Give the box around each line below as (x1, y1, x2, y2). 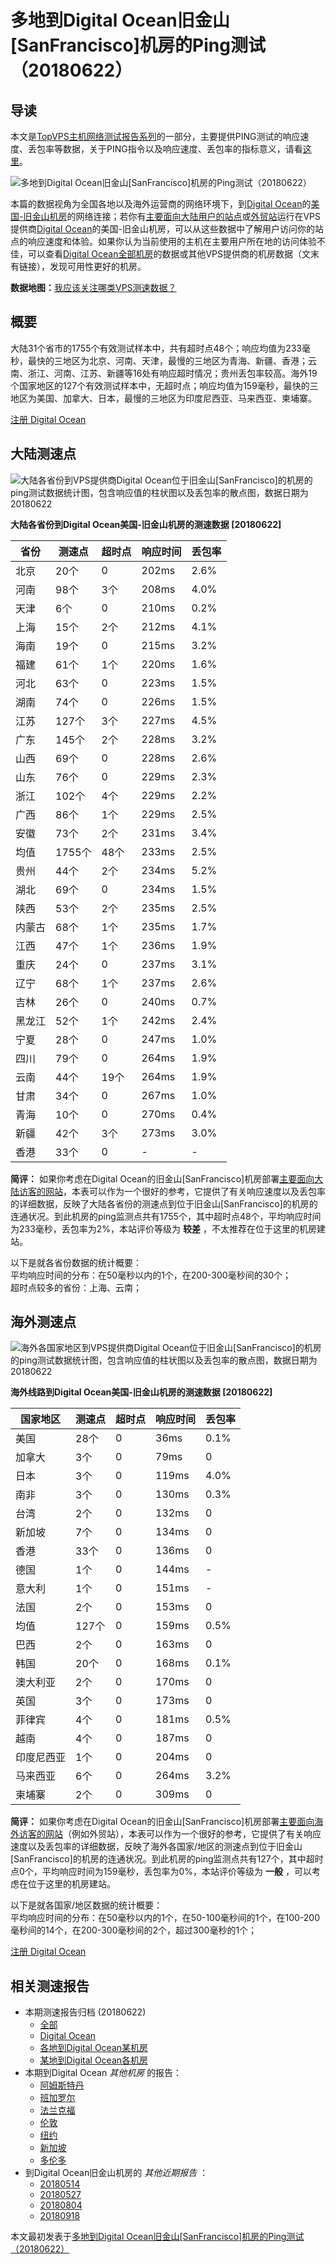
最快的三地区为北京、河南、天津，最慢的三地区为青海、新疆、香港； (27, 354, 308, 366)
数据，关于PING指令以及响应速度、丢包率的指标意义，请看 (62, 143, 303, 155)
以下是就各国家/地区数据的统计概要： (10, 1899, 163, 1911)
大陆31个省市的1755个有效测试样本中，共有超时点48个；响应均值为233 (10, 342, 302, 354)
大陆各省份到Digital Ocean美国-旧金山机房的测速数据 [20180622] (10, 518, 282, 530)
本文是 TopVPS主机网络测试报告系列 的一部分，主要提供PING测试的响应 (10, 131, 301, 142)
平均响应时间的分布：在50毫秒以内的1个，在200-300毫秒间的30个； (10, 1269, 292, 1281)
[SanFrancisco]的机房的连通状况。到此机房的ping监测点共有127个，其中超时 (10, 1853, 324, 1865)
